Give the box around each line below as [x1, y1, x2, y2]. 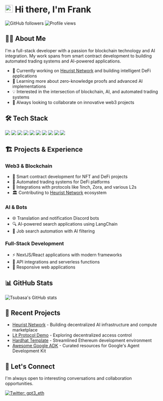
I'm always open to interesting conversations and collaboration [5, 375, 132, 381]
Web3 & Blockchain [5, 162, 53, 169]
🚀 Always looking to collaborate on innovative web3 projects [12, 99, 135, 105]
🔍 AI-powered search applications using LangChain [12, 221, 118, 227]
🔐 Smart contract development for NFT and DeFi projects [12, 174, 128, 180]
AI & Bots [5, 204, 27, 211]
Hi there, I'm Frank [14, 4, 92, 15]
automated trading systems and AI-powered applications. [5, 58, 121, 64]
